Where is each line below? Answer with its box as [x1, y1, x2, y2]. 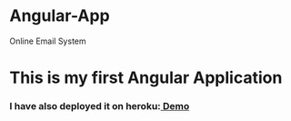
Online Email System [9, 35, 86, 46]
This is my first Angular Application [9, 67, 283, 88]
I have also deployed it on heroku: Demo [9, 100, 190, 113]
